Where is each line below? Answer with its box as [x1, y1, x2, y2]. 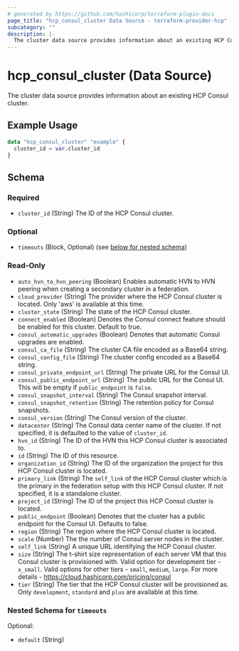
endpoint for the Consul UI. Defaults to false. [17, 519, 149, 528]
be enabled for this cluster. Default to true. [17, 322, 142, 331]
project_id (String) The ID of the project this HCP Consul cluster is [17, 496, 214, 505]
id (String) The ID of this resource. [17, 451, 119, 460]
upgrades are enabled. [17, 337, 85, 346]
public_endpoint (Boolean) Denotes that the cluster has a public [17, 511, 206, 521]
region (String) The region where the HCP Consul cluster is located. [17, 527, 217, 535]
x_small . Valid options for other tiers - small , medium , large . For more [17, 565, 218, 573]
